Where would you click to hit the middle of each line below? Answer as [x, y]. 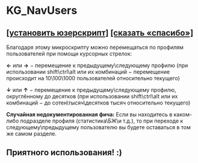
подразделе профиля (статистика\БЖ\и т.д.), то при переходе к [102, 121]
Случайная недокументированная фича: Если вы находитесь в [89, 114]
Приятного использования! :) [64, 152]
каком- [183, 114]
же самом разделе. [32, 134]
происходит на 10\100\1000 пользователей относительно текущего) [93, 78]
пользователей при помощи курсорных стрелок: [69, 54]
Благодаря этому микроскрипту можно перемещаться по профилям [95, 47]
